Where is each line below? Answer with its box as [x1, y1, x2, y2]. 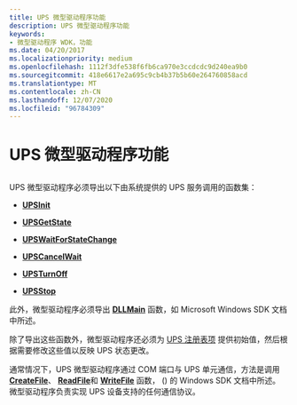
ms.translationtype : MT [9, 79, 98, 88]
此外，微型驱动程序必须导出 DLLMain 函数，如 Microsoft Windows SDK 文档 [9, 304, 288, 314]
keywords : [9, 29, 46, 38]
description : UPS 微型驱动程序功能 [9, 21, 130, 30]
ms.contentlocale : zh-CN [9, 87, 101, 96]
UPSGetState [21, 217, 73, 227]
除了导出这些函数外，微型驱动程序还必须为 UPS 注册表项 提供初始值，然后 [9, 334, 281, 345]
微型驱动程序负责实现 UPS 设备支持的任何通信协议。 [9, 385, 201, 396]
